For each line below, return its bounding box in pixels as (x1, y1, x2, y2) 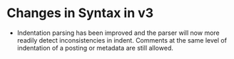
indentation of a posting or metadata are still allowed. (16, 43, 174, 52)
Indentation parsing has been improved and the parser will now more (16, 28, 220, 37)
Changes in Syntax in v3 (6, 5, 154, 21)
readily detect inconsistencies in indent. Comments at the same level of (16, 36, 228, 44)
